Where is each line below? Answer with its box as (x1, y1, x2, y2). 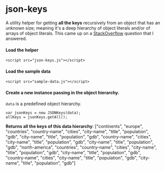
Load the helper (5, 47, 39, 53)
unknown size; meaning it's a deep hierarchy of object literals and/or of (5, 25, 151, 31)
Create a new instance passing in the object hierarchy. (5, 89, 120, 95)
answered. (5, 36, 27, 42)
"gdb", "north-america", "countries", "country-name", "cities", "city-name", (5, 144, 157, 150)
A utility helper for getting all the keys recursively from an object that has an (5, 20, 161, 26)
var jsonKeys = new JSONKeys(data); (5, 110, 81, 115)
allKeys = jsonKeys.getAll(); (5, 115, 68, 120)
